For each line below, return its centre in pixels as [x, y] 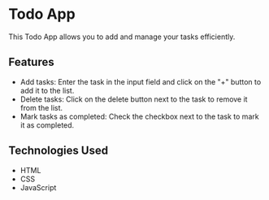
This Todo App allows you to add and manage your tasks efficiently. [122, 37]
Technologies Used [58, 151]
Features [31, 62]
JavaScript [38, 187]
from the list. [41, 107]
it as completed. [47, 125]
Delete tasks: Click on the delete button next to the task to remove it [134, 99]
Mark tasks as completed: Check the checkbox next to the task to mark [139, 116]
